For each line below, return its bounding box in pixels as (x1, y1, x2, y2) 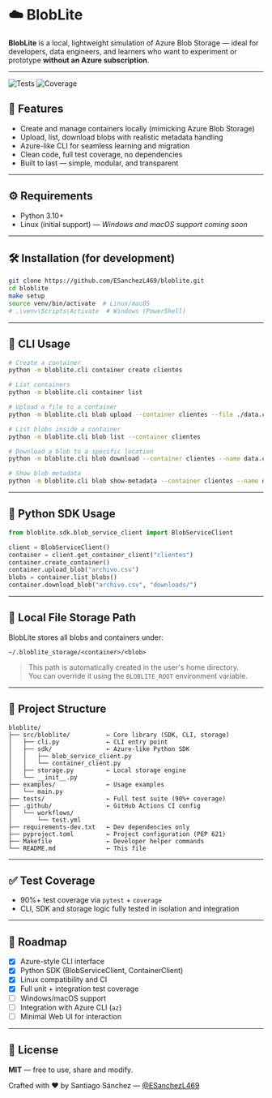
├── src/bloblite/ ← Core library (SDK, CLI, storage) (8, 731, 230, 739)
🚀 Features (8, 102, 64, 116)
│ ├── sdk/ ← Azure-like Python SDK (8, 744, 190, 753)
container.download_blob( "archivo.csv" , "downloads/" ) (8, 581, 198, 590)
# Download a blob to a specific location (8, 447, 154, 456)
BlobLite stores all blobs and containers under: (8, 633, 164, 642)
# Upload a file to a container (8, 403, 117, 411)
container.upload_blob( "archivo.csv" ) (8, 566, 139, 574)
